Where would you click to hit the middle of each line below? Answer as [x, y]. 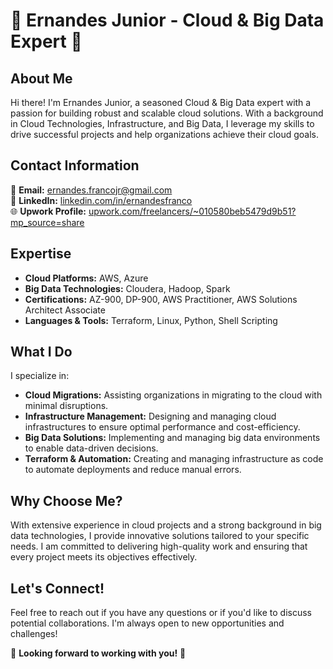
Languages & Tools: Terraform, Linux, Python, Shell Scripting [151, 320]
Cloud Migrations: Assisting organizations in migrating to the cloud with [173, 395]
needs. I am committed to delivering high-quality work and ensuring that [159, 546]
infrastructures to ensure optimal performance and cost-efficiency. [162, 427]
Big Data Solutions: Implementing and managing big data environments [172, 438]
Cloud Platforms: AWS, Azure [86, 278]
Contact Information [75, 165]
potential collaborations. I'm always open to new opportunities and [147, 623]
